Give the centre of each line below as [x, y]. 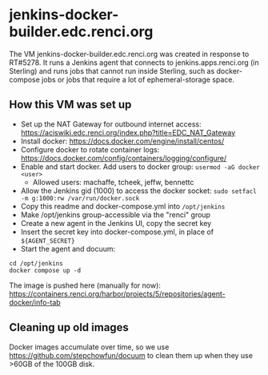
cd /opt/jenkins [36, 263]
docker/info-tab [35, 302]
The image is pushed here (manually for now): [85, 285]
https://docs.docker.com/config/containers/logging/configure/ [124, 158]
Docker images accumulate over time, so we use [89, 347]
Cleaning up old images [69, 327]
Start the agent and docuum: [68, 248]
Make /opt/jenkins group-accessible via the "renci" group [116, 215]
